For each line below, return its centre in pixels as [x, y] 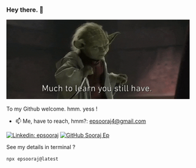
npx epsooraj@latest [33, 159]
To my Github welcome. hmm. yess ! [52, 109]
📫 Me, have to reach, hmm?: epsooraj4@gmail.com [81, 121]
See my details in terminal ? [41, 147]
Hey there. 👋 [25, 10]
